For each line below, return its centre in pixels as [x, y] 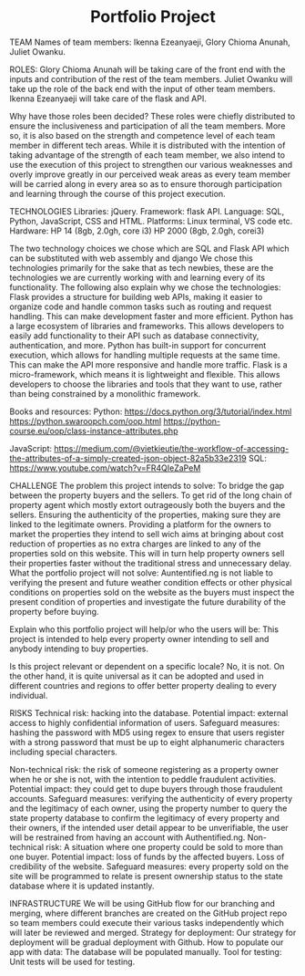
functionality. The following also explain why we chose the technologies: [145, 287]
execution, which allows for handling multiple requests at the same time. [145, 355]
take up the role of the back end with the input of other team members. [142, 88]
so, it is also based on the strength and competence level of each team [142, 135]
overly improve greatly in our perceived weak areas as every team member [150, 174]
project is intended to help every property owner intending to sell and [139, 639]
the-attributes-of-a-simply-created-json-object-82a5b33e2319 [128, 458]
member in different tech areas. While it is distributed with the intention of [147, 145]
